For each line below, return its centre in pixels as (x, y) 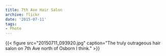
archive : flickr (22, 15)
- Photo (13, 29)
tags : (11, 24)
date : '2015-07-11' (26, 19)
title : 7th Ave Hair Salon (34, 10)
